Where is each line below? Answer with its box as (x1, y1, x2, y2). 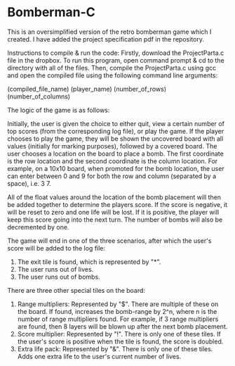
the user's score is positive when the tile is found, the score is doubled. (17, 337, 224, 346)
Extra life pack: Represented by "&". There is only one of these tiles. (17, 344, 213, 353)
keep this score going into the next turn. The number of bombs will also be (7, 215, 223, 224)
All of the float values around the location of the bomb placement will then (7, 193, 222, 201)
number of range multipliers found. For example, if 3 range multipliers (17, 315, 219, 323)
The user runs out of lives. (17, 265, 94, 273)
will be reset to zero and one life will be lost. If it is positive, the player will (7, 208, 220, 216)
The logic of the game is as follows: (7, 106, 110, 114)
